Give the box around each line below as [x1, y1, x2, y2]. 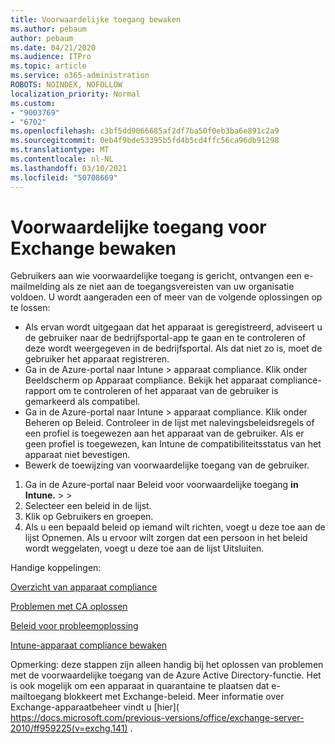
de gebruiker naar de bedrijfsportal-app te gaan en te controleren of [24, 332, 307, 344]
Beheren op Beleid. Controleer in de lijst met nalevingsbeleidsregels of [24, 417, 315, 429]
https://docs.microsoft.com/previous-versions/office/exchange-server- [10, 712, 305, 724]
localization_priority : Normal [10, 89, 141, 99]
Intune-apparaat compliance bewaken [10, 639, 168, 651]
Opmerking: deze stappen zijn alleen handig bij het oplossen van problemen [10, 659, 324, 671]
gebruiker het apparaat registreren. [24, 353, 170, 365]
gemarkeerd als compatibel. [24, 396, 141, 408]
